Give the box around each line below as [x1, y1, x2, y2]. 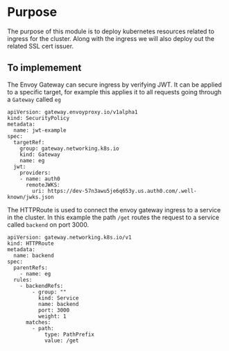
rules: [13, 276, 33, 283]
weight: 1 [37, 313, 67, 320]
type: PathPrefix [44, 331, 95, 338]
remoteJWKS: [25, 181, 60, 188]
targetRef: [13, 139, 45, 146]
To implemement [7, 62, 82, 74]
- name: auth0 [19, 175, 60, 182]
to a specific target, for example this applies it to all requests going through [7, 87, 222, 96]
